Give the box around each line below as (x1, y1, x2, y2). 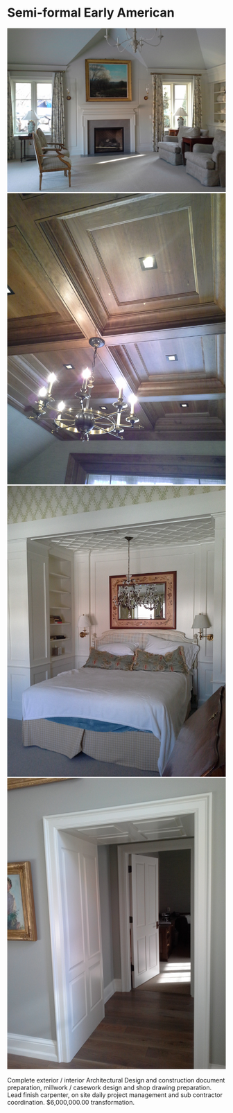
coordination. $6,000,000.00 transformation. (7, 1098, 135, 1106)
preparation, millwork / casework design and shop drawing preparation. (7, 1083, 212, 1092)
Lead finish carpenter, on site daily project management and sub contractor (7, 1090, 223, 1099)
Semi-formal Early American (7, 5, 175, 21)
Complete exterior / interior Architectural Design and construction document (7, 1076, 225, 1084)
